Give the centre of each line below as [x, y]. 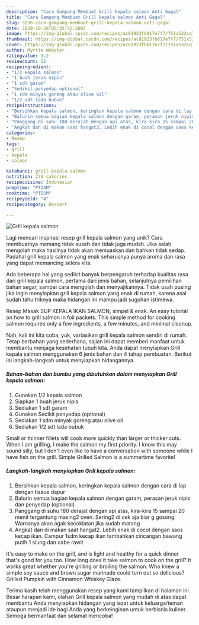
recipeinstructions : [32, 105]
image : [14, 34]
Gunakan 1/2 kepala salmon [48, 396]
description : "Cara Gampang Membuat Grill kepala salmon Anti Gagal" [94, 12]
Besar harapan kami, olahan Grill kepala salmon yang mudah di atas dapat [96, 597]
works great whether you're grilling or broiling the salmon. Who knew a [93, 566]
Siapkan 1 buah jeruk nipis [46, 401]
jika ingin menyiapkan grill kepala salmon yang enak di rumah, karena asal [96, 294]
